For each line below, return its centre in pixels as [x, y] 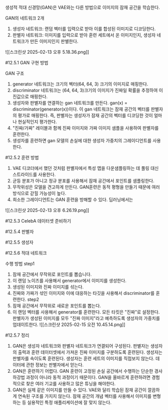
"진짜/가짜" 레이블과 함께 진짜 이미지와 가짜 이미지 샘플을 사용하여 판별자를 [86, 128]
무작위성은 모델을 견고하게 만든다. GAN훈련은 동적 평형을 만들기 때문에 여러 [86, 187]
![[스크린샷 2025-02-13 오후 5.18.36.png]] [47, 52]
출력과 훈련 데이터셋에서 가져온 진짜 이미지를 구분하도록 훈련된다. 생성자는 [90, 352]
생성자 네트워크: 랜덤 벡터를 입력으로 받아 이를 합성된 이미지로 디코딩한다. [84, 29]
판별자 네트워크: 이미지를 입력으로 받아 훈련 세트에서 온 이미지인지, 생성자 [84, 35]
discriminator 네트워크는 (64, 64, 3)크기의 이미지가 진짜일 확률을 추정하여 [85, 90]
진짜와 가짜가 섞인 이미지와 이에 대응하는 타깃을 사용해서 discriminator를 [83, 293]
